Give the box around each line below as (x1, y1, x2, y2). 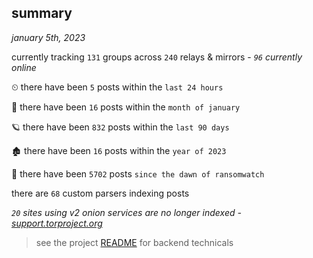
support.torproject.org (11, 217, 103, 229)
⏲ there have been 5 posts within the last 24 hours (11, 81, 224, 93)
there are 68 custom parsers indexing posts (11, 187, 190, 199)
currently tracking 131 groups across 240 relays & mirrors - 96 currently (11, 51, 303, 63)
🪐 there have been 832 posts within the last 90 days (11, 121, 230, 133)
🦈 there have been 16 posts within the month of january (11, 101, 241, 113)
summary (11, 5, 73, 22)
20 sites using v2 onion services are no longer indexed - (11, 206, 242, 218)
